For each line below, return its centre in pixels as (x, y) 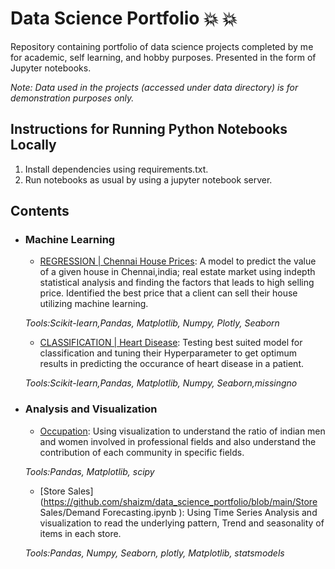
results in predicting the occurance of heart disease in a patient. (172, 364)
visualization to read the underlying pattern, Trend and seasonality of (182, 523)
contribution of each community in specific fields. (142, 452)
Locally (33, 145)
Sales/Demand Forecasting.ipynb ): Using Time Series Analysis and (178, 512)
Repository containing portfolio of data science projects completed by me (162, 46)
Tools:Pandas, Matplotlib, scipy (89, 471)
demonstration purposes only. (72, 98)
